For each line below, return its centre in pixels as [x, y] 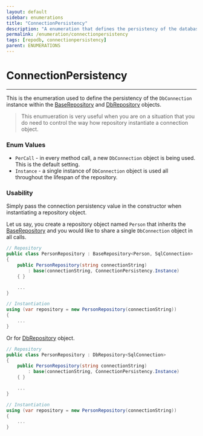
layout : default [27, 12]
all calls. [16, 237]
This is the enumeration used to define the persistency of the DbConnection [99, 98]
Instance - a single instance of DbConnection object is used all [92, 171]
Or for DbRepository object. [40, 338]
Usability [20, 193]
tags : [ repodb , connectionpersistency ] [56, 40]
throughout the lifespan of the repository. [66, 177]
